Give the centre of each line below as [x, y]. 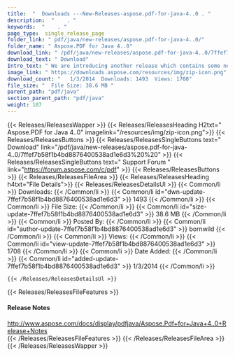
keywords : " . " [37, 27]
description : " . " [42, 20]
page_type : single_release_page [56, 33]
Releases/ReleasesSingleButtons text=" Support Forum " [89, 162]
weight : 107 [24, 105]
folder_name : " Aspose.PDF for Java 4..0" [70, 46]
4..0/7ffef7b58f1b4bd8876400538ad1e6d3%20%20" [84, 154]
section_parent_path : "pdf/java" [56, 99]
